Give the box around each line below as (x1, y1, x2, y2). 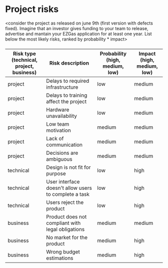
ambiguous (46, 155, 72, 162)
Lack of (46, 135, 64, 142)
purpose (46, 170, 66, 177)
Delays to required (46, 77, 89, 84)
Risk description (49, 59, 89, 66)
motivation (46, 127, 71, 134)
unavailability (46, 112, 77, 119)
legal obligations (46, 225, 85, 232)
